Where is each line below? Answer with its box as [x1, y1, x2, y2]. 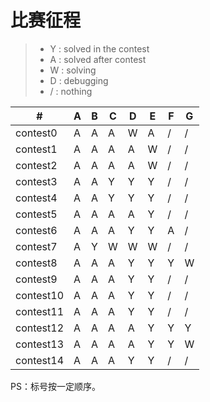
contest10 [15, 288, 65, 302]
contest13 [15, 337, 65, 351]
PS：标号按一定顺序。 [10, 380, 101, 392]
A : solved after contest [49, 53, 147, 65]
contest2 [15, 158, 58, 172]
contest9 [15, 272, 58, 286]
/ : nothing [49, 85, 93, 97]
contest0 [15, 126, 58, 140]
